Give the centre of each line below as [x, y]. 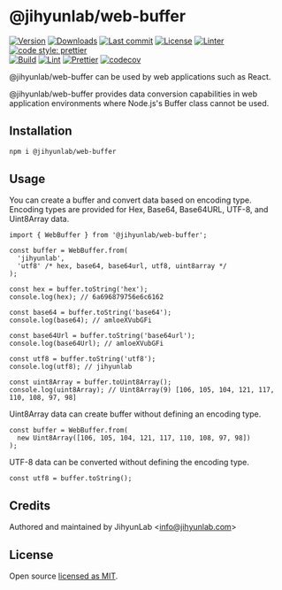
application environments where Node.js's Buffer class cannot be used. [139, 103]
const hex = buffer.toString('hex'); [79, 289]
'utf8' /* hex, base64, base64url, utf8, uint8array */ [122, 266]
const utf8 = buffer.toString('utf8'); [83, 359]
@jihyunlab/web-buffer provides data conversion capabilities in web [133, 94]
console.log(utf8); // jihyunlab [71, 367]
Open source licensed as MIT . [64, 576]
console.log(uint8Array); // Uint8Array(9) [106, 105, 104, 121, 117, [142, 390]
